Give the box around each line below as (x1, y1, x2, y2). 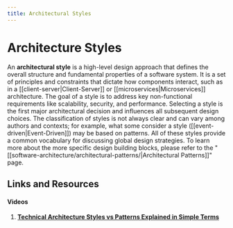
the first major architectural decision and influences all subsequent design (7, 106, 219, 115)
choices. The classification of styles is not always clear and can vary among (7, 114, 225, 122)
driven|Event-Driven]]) (7, 129, 71, 137)
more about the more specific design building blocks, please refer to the (7, 143, 214, 152)
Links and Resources (7, 178, 99, 190)
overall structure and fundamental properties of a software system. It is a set (7, 70, 226, 78)
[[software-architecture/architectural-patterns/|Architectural (7, 151, 180, 159)
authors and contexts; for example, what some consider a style (7, 122, 187, 130)
